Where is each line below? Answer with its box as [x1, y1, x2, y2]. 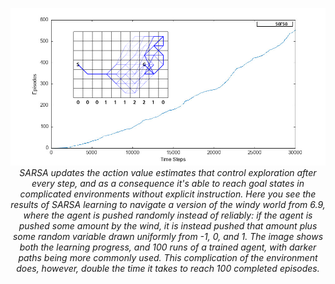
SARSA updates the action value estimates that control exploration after [19, 167, 317, 178]
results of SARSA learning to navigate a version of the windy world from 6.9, [10, 199, 326, 210]
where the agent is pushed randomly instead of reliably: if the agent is [23, 209, 313, 221]
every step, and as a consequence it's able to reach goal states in [31, 178, 305, 189]
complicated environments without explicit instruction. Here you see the [19, 188, 317, 200]
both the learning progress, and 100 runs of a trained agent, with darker [19, 241, 317, 253]
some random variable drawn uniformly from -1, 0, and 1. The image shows [12, 231, 324, 242]
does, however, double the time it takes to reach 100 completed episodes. [16, 263, 320, 274]
